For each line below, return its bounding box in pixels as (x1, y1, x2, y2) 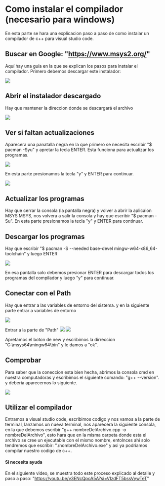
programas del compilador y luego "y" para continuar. (5, 275, 115, 281)
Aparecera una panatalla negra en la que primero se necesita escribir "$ (5, 142, 152, 148)
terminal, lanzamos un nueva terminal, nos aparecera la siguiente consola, (5, 421, 156, 428)
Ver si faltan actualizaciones (5, 128, 95, 137)
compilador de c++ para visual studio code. (5, 36, 94, 41)
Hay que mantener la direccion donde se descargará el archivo (5, 105, 133, 111)
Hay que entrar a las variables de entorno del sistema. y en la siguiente (5, 302, 150, 308)
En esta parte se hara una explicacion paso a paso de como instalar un (5, 30, 149, 36)
